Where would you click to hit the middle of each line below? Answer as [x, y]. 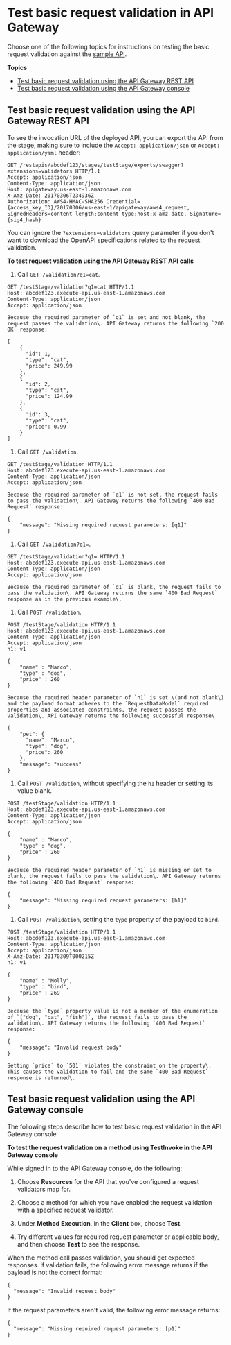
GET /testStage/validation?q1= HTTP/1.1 [66, 556]
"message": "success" [50, 764]
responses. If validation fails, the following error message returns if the [108, 1265]
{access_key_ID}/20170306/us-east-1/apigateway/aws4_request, [99, 207]
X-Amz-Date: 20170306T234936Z [51, 196]
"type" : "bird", [45, 986]
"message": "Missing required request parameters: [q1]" [103, 525]
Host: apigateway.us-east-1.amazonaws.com [69, 189]
